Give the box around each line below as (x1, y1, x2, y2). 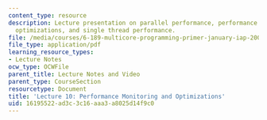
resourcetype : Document (8, 84, 87, 93)
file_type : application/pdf (8, 41, 102, 49)
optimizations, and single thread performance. (15, 26, 176, 34)
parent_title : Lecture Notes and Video (8, 70, 141, 78)
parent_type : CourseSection (8, 77, 102, 85)
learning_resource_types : (8, 48, 94, 56)
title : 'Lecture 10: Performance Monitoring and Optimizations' (8, 92, 226, 100)
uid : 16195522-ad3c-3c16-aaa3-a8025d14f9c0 (8, 99, 155, 107)
